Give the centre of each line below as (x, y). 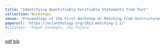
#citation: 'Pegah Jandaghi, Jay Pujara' (48, 28)
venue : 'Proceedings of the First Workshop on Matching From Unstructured (83, 18)
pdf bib (12, 41)
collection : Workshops (28, 14)
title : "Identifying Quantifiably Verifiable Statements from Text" (77, 9)
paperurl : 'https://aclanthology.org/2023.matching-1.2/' (66, 23)
